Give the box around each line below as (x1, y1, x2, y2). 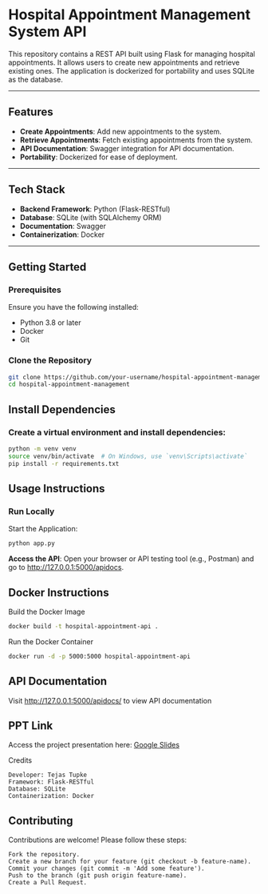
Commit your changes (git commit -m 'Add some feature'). (8, 864, 205, 873)
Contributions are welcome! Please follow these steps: (8, 835, 187, 845)
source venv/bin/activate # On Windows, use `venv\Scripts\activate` (8, 452, 248, 460)
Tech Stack (8, 182, 65, 197)
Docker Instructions (8, 586, 109, 599)
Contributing (8, 814, 73, 828)
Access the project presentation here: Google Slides (8, 740, 180, 750)
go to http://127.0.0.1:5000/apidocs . (8, 563, 124, 572)
